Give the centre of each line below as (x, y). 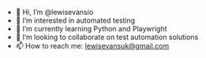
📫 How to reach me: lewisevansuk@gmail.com (92, 46)
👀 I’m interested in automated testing (75, 20)
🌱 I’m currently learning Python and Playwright (91, 29)
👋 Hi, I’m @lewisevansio (54, 12)
